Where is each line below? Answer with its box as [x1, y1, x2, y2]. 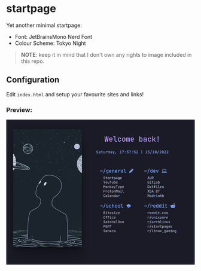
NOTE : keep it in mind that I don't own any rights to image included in [20, 51, 192, 58]
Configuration [6, 75, 60, 85]
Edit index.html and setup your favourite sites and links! [6, 90, 144, 98]
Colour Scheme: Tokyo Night [14, 39, 86, 47]
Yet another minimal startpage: [6, 22, 82, 29]
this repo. [20, 57, 45, 65]
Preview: [6, 105, 33, 114]
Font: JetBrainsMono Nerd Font [14, 33, 93, 40]
